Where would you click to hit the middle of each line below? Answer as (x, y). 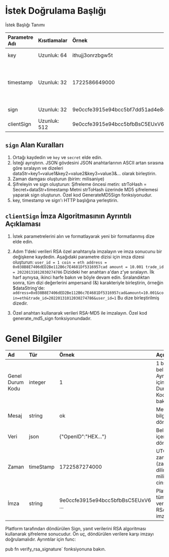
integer (37, 382)
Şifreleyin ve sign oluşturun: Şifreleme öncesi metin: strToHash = (79, 184)
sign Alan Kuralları (34, 145)
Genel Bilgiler (34, 339)
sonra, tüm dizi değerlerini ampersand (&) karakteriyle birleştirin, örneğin (88, 282)
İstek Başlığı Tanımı (25, 25)
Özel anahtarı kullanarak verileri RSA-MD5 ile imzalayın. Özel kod (80, 313)
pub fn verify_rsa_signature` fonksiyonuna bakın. (56, 549)
